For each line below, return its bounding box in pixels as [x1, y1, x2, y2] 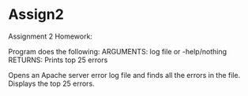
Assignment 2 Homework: [8, 31, 93, 41]
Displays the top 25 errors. [8, 79, 95, 88]
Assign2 [8, 6, 65, 24]
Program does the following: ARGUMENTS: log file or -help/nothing [8, 46, 227, 56]
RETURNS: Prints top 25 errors [8, 55, 108, 65]
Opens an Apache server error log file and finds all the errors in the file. [8, 70, 241, 79]
